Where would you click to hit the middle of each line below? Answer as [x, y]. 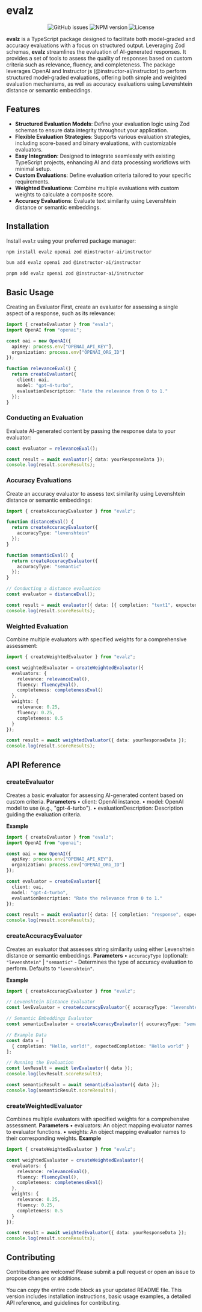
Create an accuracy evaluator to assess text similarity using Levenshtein [96, 493]
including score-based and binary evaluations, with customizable [96, 143]
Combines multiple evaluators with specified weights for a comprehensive [98, 1119]
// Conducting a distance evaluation [54, 589]
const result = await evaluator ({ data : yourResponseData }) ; [86, 459]
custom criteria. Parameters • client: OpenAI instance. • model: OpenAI [95, 801]
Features [23, 109]
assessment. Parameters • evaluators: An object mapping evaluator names [99, 1125]
